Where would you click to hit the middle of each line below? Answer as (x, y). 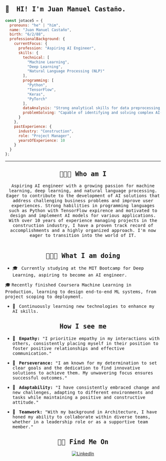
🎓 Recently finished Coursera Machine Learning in (68, 285)
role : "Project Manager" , (45, 136)
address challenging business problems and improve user (83, 201)
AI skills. (25, 311)
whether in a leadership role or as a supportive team (80, 422)
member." (23, 427)
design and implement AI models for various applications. (83, 215)
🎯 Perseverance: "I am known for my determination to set (84, 363)
